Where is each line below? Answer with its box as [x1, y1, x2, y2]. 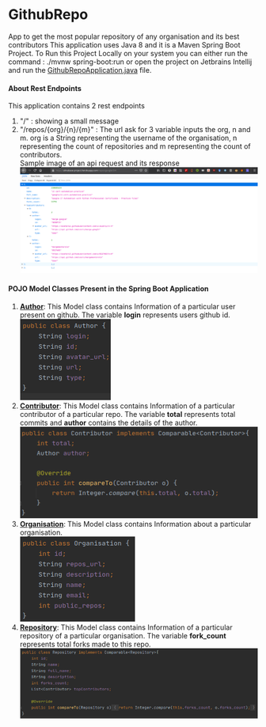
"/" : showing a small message [19, 116, 120, 126]
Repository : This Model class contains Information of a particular [19, 623, 233, 632]
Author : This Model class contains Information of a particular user [19, 301, 236, 311]
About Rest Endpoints [8, 83, 82, 93]
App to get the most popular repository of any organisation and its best [8, 32, 240, 41]
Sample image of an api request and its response [19, 158, 180, 168]
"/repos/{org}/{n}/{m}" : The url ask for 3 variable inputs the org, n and [19, 125, 251, 134]
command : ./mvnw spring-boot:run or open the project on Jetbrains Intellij [8, 57, 253, 66]
